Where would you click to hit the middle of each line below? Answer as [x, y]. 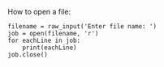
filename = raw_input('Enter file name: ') [82, 27]
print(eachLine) [50, 48]
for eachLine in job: [44, 40]
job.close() [28, 55]
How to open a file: [39, 12]
